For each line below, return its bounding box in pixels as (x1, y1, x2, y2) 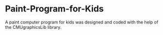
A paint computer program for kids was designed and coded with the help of (5, 19, 159, 25)
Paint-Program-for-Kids (5, 3, 104, 14)
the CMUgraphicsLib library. (5, 24, 62, 30)
